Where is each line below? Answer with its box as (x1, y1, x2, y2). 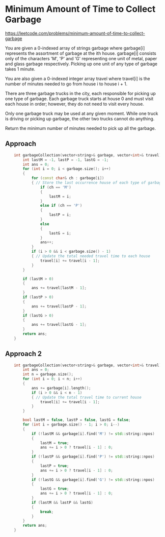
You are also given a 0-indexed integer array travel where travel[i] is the (5, 76, 150, 81)
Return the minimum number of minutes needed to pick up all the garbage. (5, 125, 156, 131)
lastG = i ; (49, 230, 71, 235)
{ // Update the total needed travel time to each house (31, 254, 151, 259)
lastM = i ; (49, 194, 71, 199)
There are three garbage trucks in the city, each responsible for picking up (5, 90, 156, 96)
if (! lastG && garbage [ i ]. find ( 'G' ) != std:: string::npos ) (31, 477, 155, 482)
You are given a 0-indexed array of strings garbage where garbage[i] (5, 45, 145, 51)
